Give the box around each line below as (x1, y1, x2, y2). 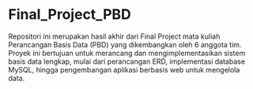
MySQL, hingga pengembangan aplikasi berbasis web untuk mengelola (8, 65, 240, 74)
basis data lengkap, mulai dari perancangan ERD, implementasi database (8, 57, 246, 66)
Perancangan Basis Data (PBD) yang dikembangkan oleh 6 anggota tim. (8, 39, 242, 49)
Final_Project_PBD (8, 6, 132, 24)
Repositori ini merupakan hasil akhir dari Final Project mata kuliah (8, 32, 221, 41)
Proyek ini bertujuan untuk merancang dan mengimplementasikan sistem (8, 48, 246, 57)
